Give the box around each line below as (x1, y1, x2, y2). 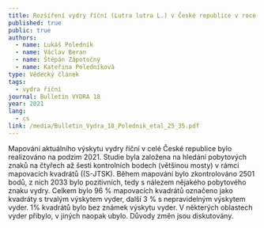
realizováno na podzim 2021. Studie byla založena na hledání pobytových (8, 152, 247, 161)
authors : (8, 33, 37, 42)
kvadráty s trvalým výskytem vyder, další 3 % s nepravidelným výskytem (8, 194, 246, 203)
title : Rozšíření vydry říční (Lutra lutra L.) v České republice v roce (8, 11, 257, 20)
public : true (8, 26, 51, 34)
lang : (8, 108, 26, 116)
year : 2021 (8, 100, 44, 108)
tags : (8, 78, 26, 85)
